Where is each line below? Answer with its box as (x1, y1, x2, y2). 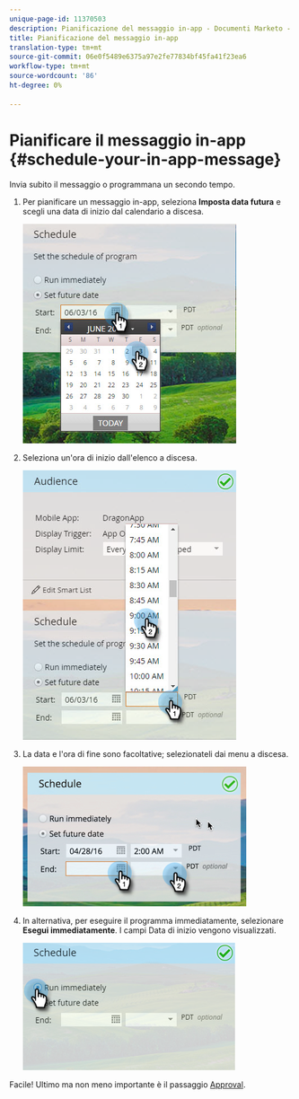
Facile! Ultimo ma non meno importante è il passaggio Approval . (9, 1078, 246, 1090)
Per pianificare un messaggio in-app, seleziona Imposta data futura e (22, 196, 281, 207)
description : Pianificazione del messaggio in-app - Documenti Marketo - (9, 23, 292, 33)
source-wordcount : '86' (9, 72, 99, 81)
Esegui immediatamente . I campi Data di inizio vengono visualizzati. (22, 925, 277, 936)
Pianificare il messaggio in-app (9, 130, 247, 150)
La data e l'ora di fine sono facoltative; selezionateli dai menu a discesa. (22, 748, 289, 759)
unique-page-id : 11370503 (9, 14, 106, 23)
